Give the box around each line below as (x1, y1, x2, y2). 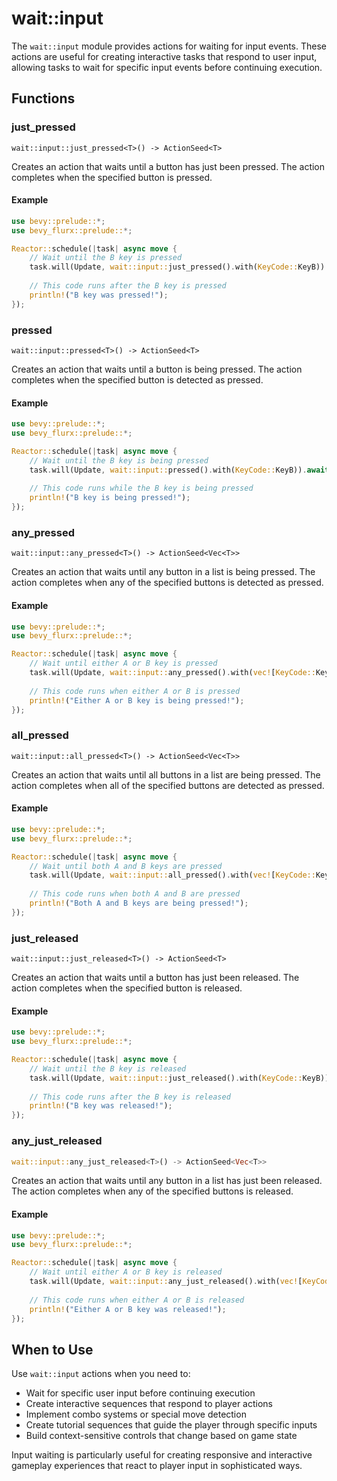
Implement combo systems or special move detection (25, 1408, 247, 1421)
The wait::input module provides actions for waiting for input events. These (11, 40, 327, 52)
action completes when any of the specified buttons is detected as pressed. (11, 577, 324, 589)
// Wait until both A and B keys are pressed (29, 861, 223, 871)
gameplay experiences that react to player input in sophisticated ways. (11, 1460, 303, 1472)
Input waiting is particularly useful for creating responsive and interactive (11, 1449, 313, 1461)
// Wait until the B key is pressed (29, 253, 183, 263)
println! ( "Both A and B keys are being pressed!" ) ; (29, 898, 249, 909)
